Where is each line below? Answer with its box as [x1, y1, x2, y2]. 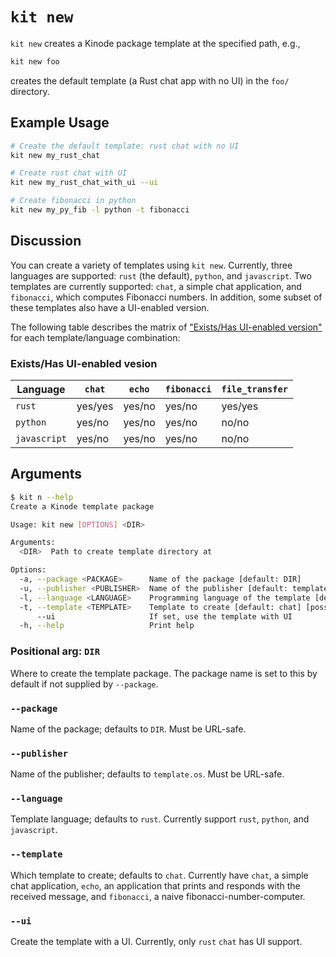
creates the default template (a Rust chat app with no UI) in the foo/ [10, 74, 290, 87]
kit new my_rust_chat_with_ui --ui [10, 178, 159, 188]
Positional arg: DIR [10, 644, 101, 658]
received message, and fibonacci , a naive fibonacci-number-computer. [10, 890, 306, 902]
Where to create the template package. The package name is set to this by [10, 667, 318, 679]
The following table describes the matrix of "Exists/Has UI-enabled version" [10, 321, 323, 333]
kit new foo [10, 56, 60, 67]
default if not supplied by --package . [10, 678, 159, 690]
